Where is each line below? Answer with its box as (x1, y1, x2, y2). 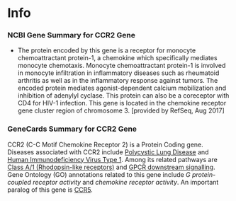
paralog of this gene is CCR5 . (7, 185, 94, 194)
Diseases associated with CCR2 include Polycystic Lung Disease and (7, 147, 209, 156)
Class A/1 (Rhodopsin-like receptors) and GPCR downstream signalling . (7, 163, 215, 171)
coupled (7, 178, 32, 186)
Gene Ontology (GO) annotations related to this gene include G (7, 170, 191, 178)
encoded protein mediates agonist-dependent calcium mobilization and (17, 84, 227, 93)
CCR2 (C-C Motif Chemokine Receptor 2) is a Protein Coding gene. (7, 140, 203, 149)
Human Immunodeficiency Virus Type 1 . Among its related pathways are (7, 155, 218, 163)
